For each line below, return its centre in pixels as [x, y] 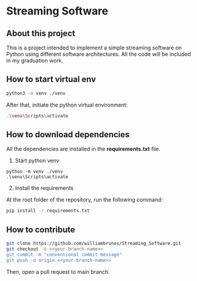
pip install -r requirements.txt [48, 211]
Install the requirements [44, 188]
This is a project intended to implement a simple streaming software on [94, 48]
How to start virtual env [51, 79]
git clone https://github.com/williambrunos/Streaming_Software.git [94, 244]
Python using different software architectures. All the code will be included [98, 54]
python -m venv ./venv [35, 172]
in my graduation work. [35, 60]
